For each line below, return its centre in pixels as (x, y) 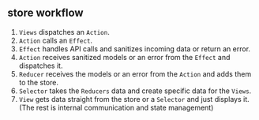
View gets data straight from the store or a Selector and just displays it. (134, 99)
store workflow (45, 13)
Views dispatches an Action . (64, 32)
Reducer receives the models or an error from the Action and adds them (135, 73)
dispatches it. (41, 66)
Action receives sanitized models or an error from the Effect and (124, 57)
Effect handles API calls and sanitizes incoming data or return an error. (134, 49)
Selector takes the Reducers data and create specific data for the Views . (135, 91)
